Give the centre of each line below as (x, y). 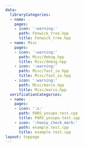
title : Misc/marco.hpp (42, 90)
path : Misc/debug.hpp (41, 57)
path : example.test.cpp (44, 127)
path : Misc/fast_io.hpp (44, 71)
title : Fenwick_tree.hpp (45, 38)
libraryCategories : (30, 15)
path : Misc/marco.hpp (41, 85)
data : (11, 10)
